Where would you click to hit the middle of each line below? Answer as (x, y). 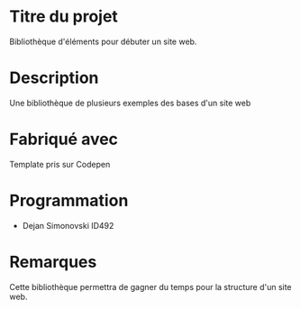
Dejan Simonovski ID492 (68, 225)
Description (54, 78)
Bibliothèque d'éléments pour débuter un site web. (103, 41)
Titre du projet (64, 17)
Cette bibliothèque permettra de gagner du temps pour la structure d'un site (150, 286)
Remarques (53, 262)
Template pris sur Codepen (60, 164)
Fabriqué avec (64, 139)
